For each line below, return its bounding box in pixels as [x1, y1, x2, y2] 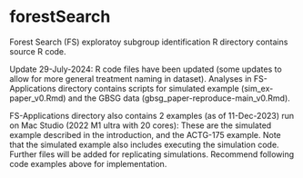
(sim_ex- [240, 83, 274, 94]
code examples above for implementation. [9, 158, 167, 169]
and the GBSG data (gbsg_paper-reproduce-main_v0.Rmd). [67, 93, 291, 104]
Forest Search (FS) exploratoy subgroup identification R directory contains [9, 36, 288, 47]
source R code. [9, 45, 66, 56]
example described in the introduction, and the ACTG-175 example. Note [9, 129, 282, 140]
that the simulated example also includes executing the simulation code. [9, 139, 279, 150]
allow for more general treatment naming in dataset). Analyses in [9, 73, 252, 84]
